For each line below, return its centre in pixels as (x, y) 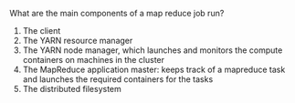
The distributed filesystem (72, 89)
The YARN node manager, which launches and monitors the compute (153, 50)
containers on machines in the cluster (94, 60)
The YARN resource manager (78, 41)
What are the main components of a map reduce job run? (117, 13)
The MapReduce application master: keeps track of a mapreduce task (154, 69)
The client (42, 31)
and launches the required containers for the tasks (118, 79)
